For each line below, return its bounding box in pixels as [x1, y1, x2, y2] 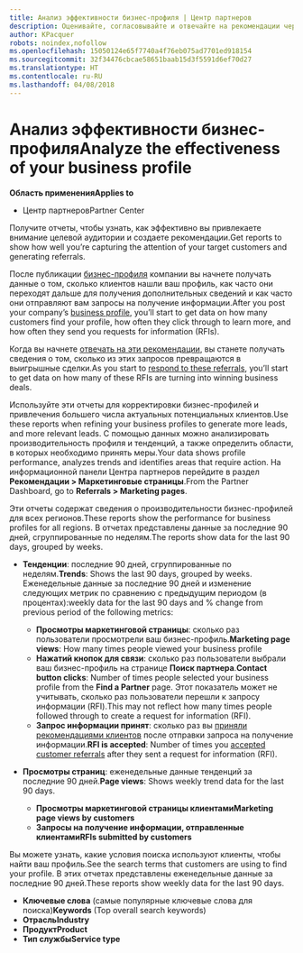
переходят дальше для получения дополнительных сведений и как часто [9, 288, 293, 298]
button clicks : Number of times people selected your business [35, 672, 269, 683]
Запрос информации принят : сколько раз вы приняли [35, 719, 248, 730]
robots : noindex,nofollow [9, 38, 106, 48]
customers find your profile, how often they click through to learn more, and [9, 316, 291, 327]
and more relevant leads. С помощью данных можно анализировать [9, 427, 270, 438]
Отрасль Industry [22, 914, 90, 925]
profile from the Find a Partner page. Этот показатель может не [35, 682, 278, 692]
